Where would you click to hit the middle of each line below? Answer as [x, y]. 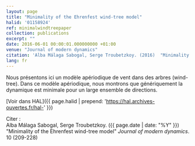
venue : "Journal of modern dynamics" [52, 50]
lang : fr [17, 60]
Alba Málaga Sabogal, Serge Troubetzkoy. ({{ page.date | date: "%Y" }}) [93, 125]
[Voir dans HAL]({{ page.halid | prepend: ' [56, 101]
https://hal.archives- [130, 101]
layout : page [22, 11]
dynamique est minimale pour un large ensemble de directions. [82, 90]
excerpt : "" [20, 39]
